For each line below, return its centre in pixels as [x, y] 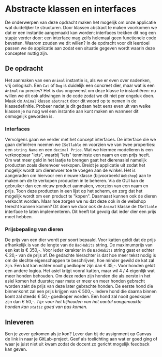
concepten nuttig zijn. [27, 53]
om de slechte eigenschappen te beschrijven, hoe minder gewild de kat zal [80, 260]
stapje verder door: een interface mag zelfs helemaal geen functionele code [81, 38]
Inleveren [20, 322]
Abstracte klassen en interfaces [71, 9]
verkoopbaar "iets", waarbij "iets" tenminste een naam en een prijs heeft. [78, 155]
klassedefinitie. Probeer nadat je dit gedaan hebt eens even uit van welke [78, 106]
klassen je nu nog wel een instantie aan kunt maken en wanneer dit [72, 111]
